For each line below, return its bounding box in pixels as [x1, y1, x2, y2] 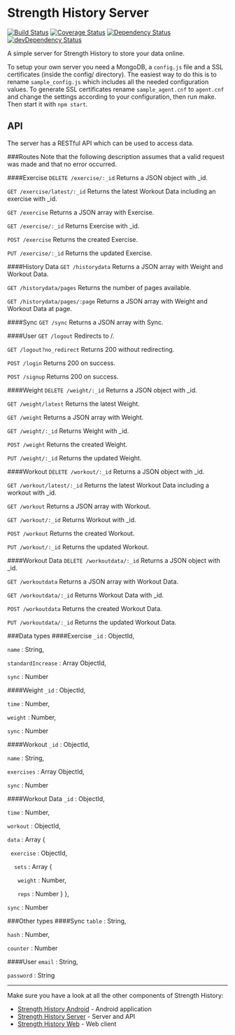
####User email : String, [7, 957, 78, 966]
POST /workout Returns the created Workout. [7, 529, 135, 537]
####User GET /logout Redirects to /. [7, 331, 115, 340]
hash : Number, [7, 930, 50, 938]
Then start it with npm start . [7, 100, 88, 108]
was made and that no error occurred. [7, 160, 117, 168]
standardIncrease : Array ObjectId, [7, 659, 107, 667]
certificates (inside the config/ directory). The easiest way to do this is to [7, 70, 217, 78]
